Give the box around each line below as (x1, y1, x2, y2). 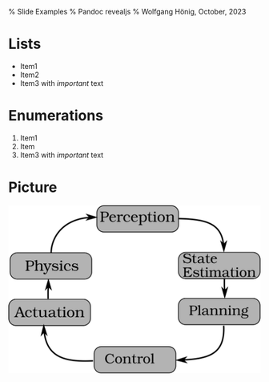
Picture (8, 178, 58, 197)
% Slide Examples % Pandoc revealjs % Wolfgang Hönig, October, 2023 (8, 7, 247, 16)
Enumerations (8, 107, 104, 125)
